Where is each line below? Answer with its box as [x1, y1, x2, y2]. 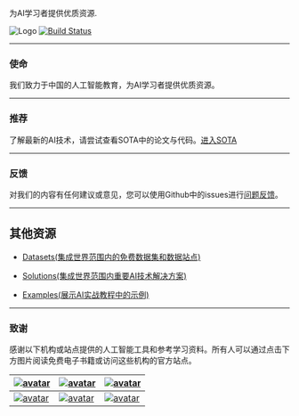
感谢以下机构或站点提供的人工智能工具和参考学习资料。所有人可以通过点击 [9, 344, 282, 355]
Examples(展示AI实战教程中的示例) [21, 289, 149, 300]
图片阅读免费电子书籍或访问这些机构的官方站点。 [16, 355, 197, 365]
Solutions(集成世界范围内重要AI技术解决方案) [21, 270, 187, 281]
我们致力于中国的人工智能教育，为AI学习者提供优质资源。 [9, 79, 220, 91]
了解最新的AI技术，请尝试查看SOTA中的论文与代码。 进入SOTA [9, 135, 238, 145]
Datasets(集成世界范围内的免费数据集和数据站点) [21, 251, 201, 262]
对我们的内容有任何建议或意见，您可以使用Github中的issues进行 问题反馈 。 [9, 189, 283, 200]
